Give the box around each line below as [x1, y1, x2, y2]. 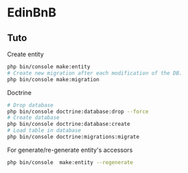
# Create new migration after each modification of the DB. [7, 70, 183, 77]
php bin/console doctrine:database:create [7, 121, 130, 128]
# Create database [7, 114, 60, 121]
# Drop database [7, 101, 54, 109]
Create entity [7, 50, 45, 58]
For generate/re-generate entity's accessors [7, 146, 133, 154]
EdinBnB [7, 5, 57, 21]
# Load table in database [7, 127, 81, 134]
